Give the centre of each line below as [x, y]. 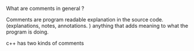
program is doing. [27, 32]
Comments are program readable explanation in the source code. [85, 19]
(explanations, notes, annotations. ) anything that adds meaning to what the [97, 26]
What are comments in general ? [45, 8]
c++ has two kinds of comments [45, 43]
